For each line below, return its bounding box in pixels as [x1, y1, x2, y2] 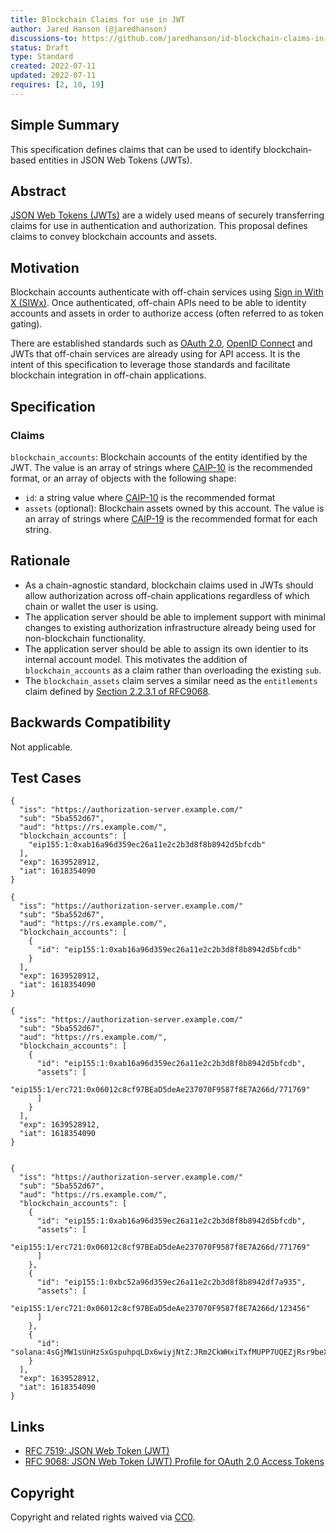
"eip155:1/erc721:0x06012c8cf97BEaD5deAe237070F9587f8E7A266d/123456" [10, 1304, 311, 1314]
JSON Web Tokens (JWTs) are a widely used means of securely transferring [10, 209, 325, 221]
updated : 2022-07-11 [10, 71, 97, 81]
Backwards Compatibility [10, 714, 172, 731]
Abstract [10, 182, 67, 200]
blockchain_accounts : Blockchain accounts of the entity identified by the [10, 451, 308, 463]
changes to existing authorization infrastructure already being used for [24, 621, 317, 633]
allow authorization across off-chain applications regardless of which [24, 589, 310, 601]
